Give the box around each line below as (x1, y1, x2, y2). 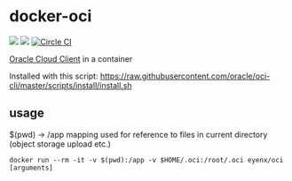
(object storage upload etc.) (9, 139, 111, 149)
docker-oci (9, 6, 92, 26)
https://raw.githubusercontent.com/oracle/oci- (99, 71, 271, 81)
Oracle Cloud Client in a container (9, 53, 133, 64)
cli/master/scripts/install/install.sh (9, 79, 132, 90)
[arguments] (9, 163, 53, 172)
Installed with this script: (9, 71, 99, 81)
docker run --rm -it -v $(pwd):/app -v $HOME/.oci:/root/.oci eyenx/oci (9, 155, 284, 164)
